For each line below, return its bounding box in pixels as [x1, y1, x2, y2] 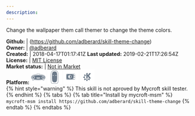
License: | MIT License [6, 57, 63, 64]
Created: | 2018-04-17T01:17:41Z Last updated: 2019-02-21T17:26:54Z [6, 50, 179, 57]
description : [6, 9, 38, 15]
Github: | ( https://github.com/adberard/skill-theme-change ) [6, 38, 152, 45]
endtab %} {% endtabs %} [6, 104, 71, 111]
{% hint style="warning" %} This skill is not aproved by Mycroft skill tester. [6, 85, 188, 92]
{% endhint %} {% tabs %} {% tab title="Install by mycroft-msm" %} [6, 91, 173, 98]
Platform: [6, 78, 30, 85]
